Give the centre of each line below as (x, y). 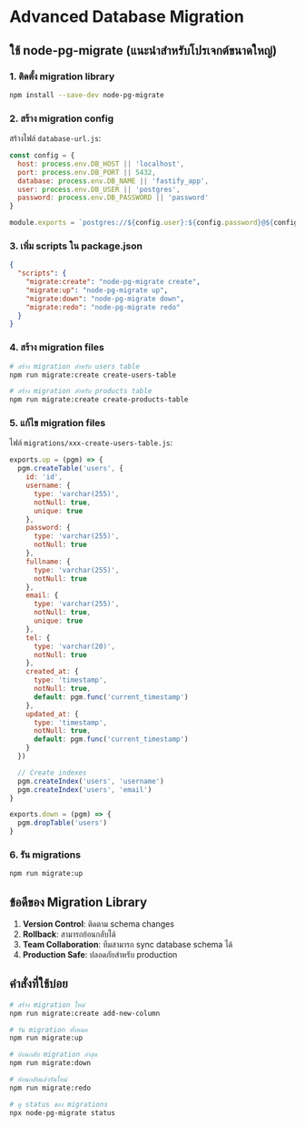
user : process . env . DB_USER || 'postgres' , (99, 189)
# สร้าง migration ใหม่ (47, 1005)
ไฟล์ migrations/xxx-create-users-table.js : (91, 442)
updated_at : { (52, 714)
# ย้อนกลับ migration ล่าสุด (54, 1055)
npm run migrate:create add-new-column (85, 1013)
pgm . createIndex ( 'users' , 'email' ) (85, 789)
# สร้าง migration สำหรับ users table (75, 366)
